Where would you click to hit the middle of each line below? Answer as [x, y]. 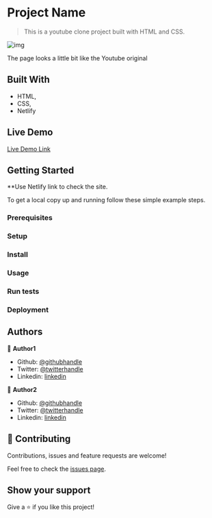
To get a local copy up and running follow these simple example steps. [106, 200]
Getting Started [41, 170]
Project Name [47, 13]
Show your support [49, 490]
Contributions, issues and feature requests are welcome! [87, 455]
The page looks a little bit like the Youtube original [78, 58]
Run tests [23, 291]
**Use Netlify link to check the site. [57, 187]
